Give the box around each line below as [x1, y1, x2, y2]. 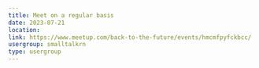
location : [8, 26, 41, 34]
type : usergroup [8, 48, 61, 55]
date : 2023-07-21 [8, 19, 65, 27]
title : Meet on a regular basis [8, 11, 114, 20]
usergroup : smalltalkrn [8, 41, 87, 48]
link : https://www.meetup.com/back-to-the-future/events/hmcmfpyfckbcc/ [8, 33, 252, 41]
